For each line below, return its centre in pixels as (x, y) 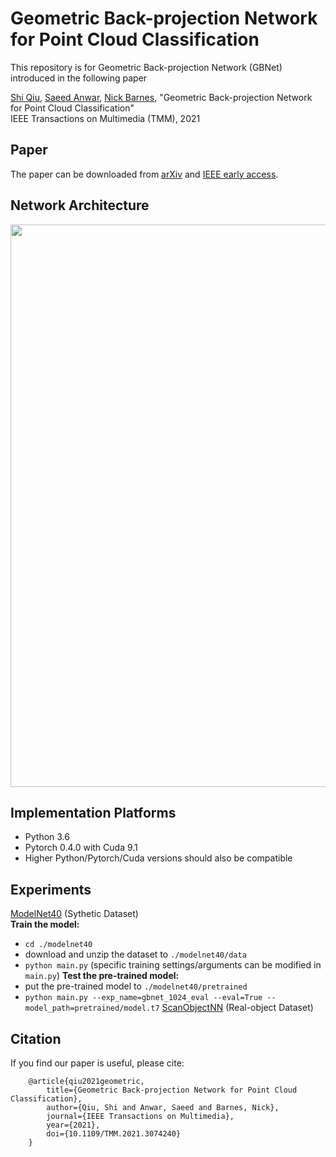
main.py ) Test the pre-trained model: (102, 976)
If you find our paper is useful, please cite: (97, 1063)
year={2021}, (73, 1125)
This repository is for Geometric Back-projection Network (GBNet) (146, 67)
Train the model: (45, 924)
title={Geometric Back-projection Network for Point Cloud (172, 1090)
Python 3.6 (47, 837)
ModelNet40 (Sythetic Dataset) (74, 914)
